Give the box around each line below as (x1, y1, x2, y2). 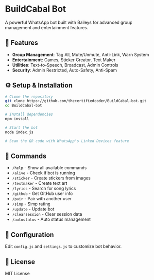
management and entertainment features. (5, 24, 88, 30)
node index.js (5, 130, 34, 135)
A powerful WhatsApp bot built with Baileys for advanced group (5, 19, 133, 25)
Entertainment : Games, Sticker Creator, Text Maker (12, 57, 116, 63)
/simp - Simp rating (12, 201, 51, 207)
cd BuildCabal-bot (5, 103, 42, 108)
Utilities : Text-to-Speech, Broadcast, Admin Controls (12, 62, 119, 68)
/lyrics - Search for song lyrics (12, 186, 76, 192)
